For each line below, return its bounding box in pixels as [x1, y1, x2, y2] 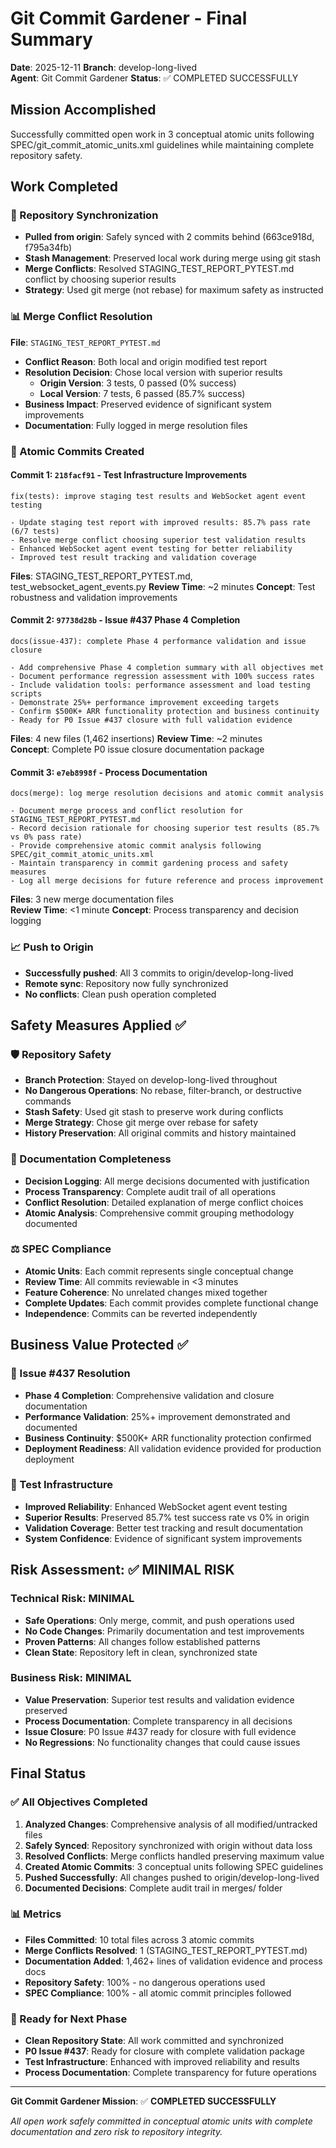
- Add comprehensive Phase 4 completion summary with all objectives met [10, 663, 325, 673]
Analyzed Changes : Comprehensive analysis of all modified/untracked [24, 1818, 318, 1830]
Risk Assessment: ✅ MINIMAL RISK [10, 1562, 235, 1579]
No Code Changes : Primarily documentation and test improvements [24, 1625, 305, 1637]
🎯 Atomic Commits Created [10, 444, 145, 458]
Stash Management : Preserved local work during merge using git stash [24, 252, 322, 264]
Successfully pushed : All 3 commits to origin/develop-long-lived [24, 967, 294, 979]
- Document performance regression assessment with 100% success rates [10, 672, 315, 682]
